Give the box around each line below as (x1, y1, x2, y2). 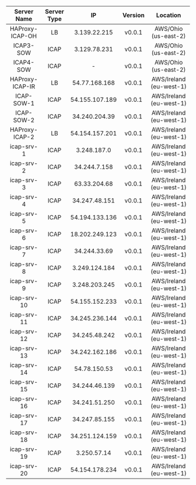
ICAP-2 (13, 133, 35, 141)
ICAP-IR (12, 82, 36, 90)
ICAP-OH (10, 32, 37, 40)
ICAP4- (13, 59, 35, 66)
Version (122, 11, 145, 19)
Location (156, 11, 181, 19)
